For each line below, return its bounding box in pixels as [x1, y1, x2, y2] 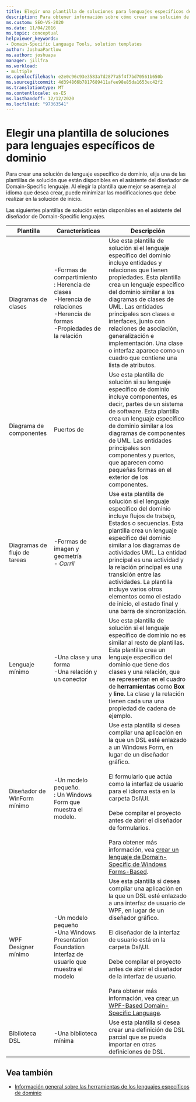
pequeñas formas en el [108, 466, 172, 474]
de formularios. [108, 824, 150, 832]
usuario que [54, 958, 86, 966]
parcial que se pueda [108, 1033, 166, 1041]
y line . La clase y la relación [108, 690, 185, 698]
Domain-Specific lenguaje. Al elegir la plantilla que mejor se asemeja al [6, 183, 177, 190]
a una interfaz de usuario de [108, 899, 185, 908]
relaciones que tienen [108, 266, 168, 274]
